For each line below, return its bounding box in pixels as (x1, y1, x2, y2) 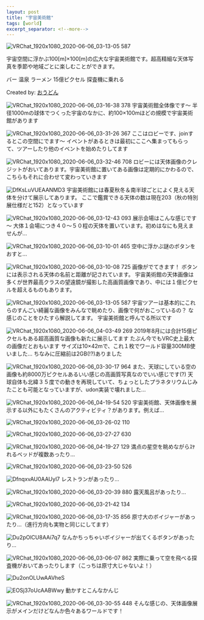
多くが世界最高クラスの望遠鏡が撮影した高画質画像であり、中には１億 (6, 279, 183, 286)
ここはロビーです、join (132, 130, 189, 137)
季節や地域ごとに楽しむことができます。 (16, 63, 118, 70)
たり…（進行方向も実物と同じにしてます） (6, 521, 112, 528)
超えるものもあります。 (16, 286, 76, 293)
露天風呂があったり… (133, 488, 186, 496)
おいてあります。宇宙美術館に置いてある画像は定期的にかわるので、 (27, 166, 197, 173)
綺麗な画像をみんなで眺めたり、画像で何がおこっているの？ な (38, 307, 194, 314)
